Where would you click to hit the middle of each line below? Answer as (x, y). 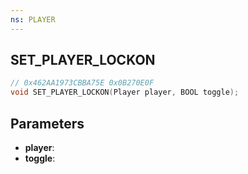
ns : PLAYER (33, 19)
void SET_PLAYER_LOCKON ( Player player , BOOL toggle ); (125, 92)
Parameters (47, 123)
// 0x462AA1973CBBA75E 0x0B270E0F (82, 83)
